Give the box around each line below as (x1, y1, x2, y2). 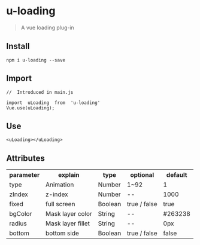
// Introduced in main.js (6, 89, 74, 95)
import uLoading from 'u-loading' (6, 100, 101, 106)
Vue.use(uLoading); (6, 105, 55, 111)
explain (57, 171, 80, 179)
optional (130, 171, 154, 179)
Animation (46, 180, 74, 189)
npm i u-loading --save (6, 57, 66, 63)
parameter (9, 171, 40, 179)
